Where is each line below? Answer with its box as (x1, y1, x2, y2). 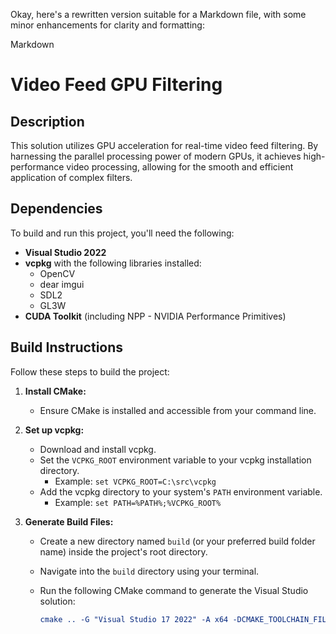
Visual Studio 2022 (24, 246, 107, 258)
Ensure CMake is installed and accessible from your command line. (39, 404, 317, 416)
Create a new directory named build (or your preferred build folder (39, 535, 316, 547)
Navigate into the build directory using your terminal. (39, 565, 260, 577)
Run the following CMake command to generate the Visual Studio (39, 584, 309, 596)
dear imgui (39, 278, 85, 290)
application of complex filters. (10, 172, 133, 183)
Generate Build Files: (24, 515, 114, 528)
